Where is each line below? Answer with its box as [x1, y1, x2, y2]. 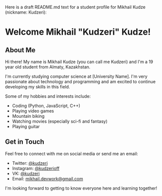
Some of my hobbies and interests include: [5, 93, 91, 99]
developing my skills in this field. [5, 84, 71, 89]
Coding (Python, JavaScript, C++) [12, 103, 80, 109]
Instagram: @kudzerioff [12, 165, 60, 171]
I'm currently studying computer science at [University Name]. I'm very [5, 73, 147, 79]
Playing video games [12, 108, 54, 114]
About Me [5, 46, 36, 54]
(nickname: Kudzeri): [5, 9, 47, 15]
